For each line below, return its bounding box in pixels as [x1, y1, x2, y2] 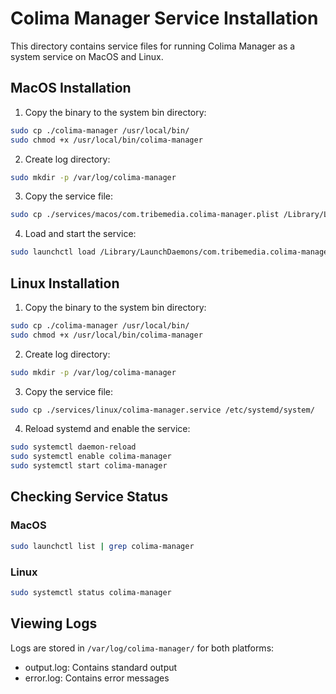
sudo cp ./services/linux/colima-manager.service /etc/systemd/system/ [10, 405, 315, 415]
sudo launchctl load [10, 247, 97, 257]
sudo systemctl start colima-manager [10, 461, 168, 471]
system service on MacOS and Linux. [10, 50, 164, 62]
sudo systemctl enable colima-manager [10, 452, 172, 462]
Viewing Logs [10, 615, 98, 632]
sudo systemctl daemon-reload [10, 442, 137, 452]
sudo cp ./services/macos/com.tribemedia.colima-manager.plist [10, 210, 280, 220]
